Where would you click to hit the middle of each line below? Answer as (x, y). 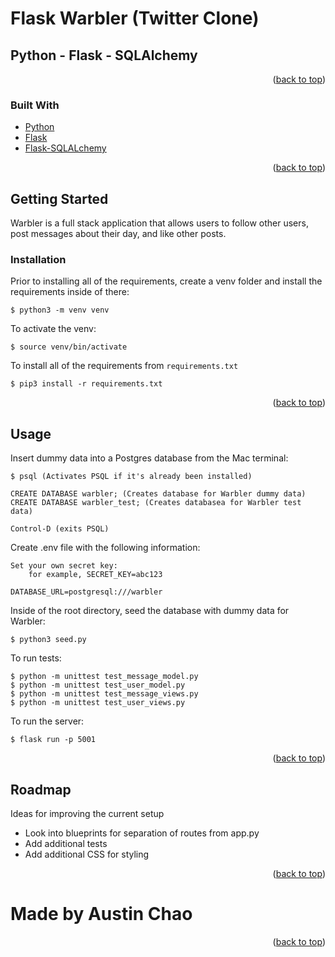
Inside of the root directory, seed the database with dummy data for (150, 611)
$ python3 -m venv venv (60, 310)
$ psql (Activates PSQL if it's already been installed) (131, 477)
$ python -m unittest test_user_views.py (98, 703)
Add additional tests (66, 844)
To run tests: (36, 658)
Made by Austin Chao (101, 914)
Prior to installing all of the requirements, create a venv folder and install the (166, 281)
